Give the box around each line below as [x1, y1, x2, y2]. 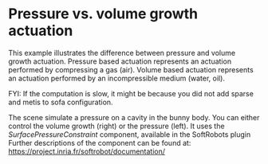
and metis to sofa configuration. [8, 97, 113, 107]
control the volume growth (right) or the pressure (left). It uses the [8, 121, 225, 131]
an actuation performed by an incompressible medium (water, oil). [8, 73, 226, 83]
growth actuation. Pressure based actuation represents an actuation [8, 57, 232, 66]
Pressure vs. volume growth [8, 5, 199, 23]
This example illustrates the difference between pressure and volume [8, 48, 236, 57]
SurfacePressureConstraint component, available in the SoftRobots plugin [8, 129, 251, 139]
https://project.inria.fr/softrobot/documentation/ [8, 146, 166, 156]
